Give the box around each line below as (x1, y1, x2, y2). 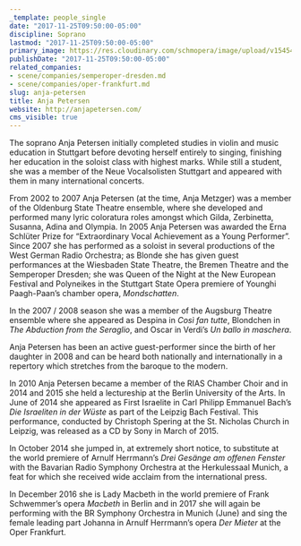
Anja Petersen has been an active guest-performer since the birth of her (9, 342, 276, 353)
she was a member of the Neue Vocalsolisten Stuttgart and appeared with (9, 166, 282, 177)
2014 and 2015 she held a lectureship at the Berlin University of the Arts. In (9, 388, 286, 398)
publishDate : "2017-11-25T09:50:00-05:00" (9, 55, 170, 64)
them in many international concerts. (9, 175, 145, 186)
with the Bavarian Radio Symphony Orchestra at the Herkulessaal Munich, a (9, 462, 288, 473)
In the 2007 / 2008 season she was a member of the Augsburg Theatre (9, 305, 272, 316)
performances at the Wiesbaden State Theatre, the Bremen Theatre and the (9, 260, 289, 270)
